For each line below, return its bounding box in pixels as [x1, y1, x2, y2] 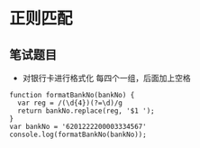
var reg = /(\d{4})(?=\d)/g [17, 98, 123, 107]
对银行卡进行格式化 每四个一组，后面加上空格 [22, 73, 191, 83]
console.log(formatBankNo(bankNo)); [9, 130, 147, 139]
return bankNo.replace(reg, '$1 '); [17, 106, 155, 116]
